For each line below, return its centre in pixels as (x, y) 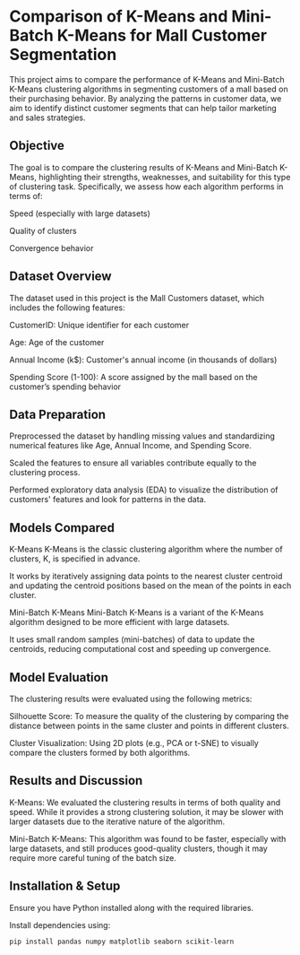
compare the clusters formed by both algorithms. (100, 752)
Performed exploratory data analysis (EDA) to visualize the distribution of (144, 490)
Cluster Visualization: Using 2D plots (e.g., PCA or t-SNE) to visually (134, 743)
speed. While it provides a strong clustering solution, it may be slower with (146, 812)
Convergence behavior (51, 247)
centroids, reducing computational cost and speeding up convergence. (140, 649)
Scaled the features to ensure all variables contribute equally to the (133, 463)
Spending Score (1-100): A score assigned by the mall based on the (133, 377)
